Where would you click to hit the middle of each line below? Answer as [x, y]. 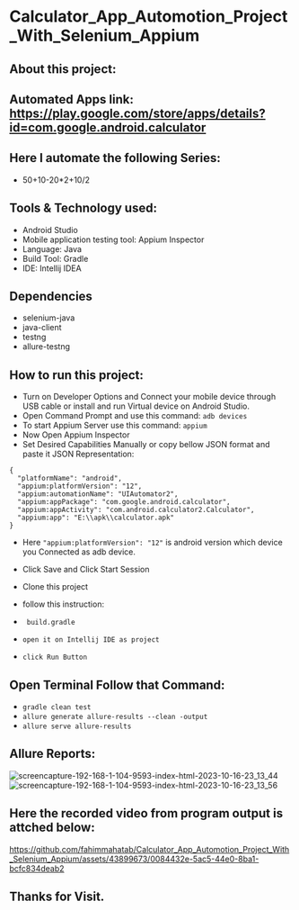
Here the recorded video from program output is [146, 813]
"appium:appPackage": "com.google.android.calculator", [124, 502]
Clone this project [55, 587]
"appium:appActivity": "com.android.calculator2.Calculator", [136, 510]
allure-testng [46, 347]
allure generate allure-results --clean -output [115, 717]
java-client [42, 328]
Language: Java [52, 248]
